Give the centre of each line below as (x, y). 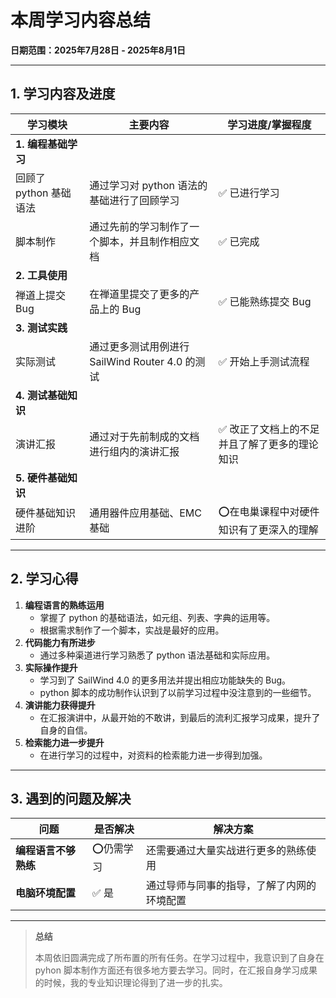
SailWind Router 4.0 (136, 361)
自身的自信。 (66, 730)
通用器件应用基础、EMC (145, 513)
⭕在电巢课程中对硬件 (269, 511)
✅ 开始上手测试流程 (264, 361)
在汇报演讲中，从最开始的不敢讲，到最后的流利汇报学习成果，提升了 (180, 717)
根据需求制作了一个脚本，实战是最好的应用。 (132, 630)
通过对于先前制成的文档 (144, 436)
